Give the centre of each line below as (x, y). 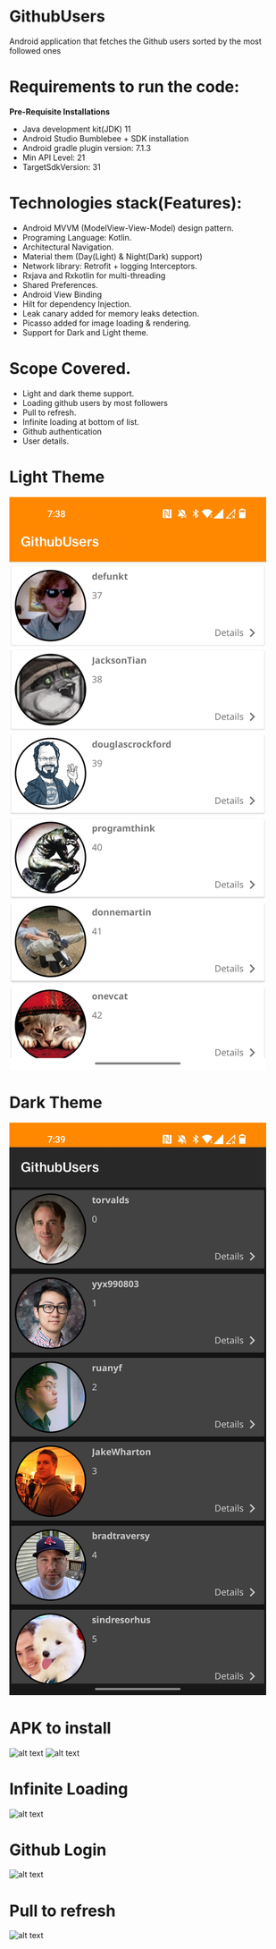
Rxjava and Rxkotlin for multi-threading (94, 275)
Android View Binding (62, 294)
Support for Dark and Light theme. (85, 332)
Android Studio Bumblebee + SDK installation (105, 138)
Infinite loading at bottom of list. (81, 421)
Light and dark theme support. (78, 393)
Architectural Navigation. (68, 247)
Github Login (58, 1850)
